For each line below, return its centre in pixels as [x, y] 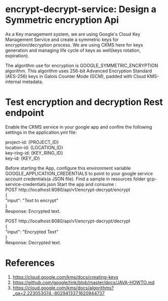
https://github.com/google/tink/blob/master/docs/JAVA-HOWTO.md [83, 282]
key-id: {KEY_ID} [23, 158]
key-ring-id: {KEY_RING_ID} [34, 153]
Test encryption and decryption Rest [84, 102]
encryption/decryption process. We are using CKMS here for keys [74, 45]
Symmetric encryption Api [62, 20]
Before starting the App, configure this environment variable [68, 168]
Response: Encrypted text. [33, 211]
